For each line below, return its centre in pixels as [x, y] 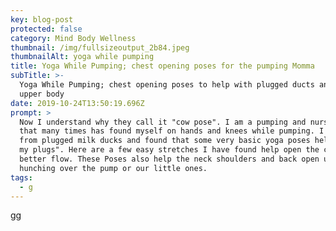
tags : [21, 177]
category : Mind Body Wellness [73, 38]
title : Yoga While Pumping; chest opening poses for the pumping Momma [162, 66]
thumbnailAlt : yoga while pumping [82, 57]
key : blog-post [42, 19]
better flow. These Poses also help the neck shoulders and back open [169, 159]
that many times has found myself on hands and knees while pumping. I [172, 131]
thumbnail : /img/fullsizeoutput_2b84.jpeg [100, 47]
